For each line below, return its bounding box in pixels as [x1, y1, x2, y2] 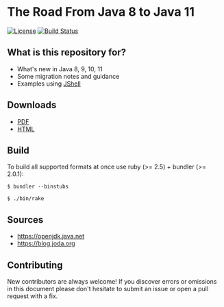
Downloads [7, 99, 57, 111]
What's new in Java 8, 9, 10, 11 [16, 64, 103, 73]
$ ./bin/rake [7, 195, 45, 202]
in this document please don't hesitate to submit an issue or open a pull [7, 285, 209, 293]
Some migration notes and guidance [16, 72, 120, 80]
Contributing [7, 259, 63, 271]
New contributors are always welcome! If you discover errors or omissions [7, 278, 217, 285]
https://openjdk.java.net [16, 232, 85, 241]
